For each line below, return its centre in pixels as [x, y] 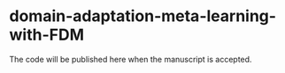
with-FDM [46, 35]
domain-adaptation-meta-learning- [143, 16]
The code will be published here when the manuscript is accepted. [131, 59]
